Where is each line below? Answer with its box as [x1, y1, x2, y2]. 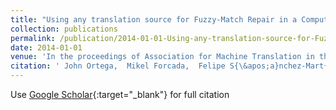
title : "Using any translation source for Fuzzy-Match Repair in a [10, 14, 298, 25]
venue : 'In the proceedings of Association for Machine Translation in [10, 52, 315, 62]
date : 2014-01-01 [10, 42, 83, 53]
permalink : [10, 33, 56, 43]
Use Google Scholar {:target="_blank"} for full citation [10, 89, 230, 100]
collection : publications [10, 24, 118, 34]
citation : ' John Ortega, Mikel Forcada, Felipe [10, 61, 226, 71]
